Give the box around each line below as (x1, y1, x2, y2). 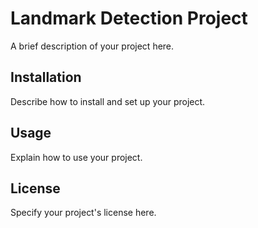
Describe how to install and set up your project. (10, 95, 206, 107)
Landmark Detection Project (10, 7, 248, 30)
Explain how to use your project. (10, 151, 143, 163)
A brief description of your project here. (10, 40, 175, 52)
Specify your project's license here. (10, 207, 157, 219)
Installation (10, 69, 82, 86)
